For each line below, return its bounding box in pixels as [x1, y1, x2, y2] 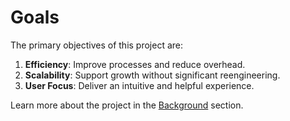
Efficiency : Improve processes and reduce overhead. [24, 58, 246, 70]
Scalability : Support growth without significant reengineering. [24, 69, 281, 81]
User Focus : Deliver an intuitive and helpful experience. [24, 79, 255, 91]
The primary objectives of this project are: [10, 39, 184, 51]
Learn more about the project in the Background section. [10, 99, 244, 111]
